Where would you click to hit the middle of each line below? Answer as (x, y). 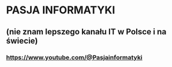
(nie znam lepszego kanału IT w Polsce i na (86, 32)
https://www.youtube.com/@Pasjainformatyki (74, 57)
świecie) (22, 40)
